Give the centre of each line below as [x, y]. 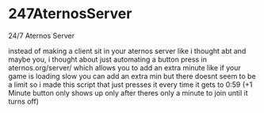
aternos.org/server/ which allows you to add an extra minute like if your [125, 67]
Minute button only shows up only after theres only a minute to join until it [128, 92]
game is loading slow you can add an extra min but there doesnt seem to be [132, 76]
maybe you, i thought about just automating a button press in [108, 59]
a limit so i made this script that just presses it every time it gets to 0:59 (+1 [130, 85]
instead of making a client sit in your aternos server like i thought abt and [127, 51]
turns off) [24, 101]
